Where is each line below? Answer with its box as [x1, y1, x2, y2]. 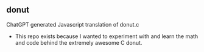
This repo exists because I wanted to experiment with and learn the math [15, 33, 199, 40]
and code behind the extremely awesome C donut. [15, 39, 142, 46]
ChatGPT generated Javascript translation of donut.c [6, 21, 139, 28]
